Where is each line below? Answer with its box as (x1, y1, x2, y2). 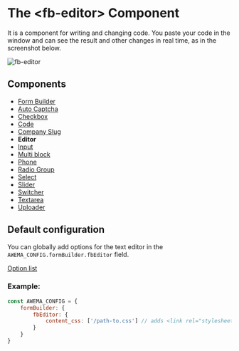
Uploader (17, 203, 46, 211)
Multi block (17, 150, 51, 158)
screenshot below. (7, 43, 62, 52)
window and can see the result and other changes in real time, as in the (7, 36, 217, 44)
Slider (17, 180, 36, 189)
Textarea (17, 195, 44, 204)
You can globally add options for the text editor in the (7, 242, 164, 251)
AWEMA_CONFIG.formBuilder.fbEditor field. (7, 250, 129, 258)
